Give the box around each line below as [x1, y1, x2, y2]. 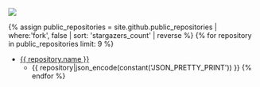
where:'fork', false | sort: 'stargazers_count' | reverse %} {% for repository [8, 31, 252, 40]
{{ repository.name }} [19, 55, 90, 63]
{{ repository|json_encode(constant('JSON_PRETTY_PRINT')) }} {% [31, 63, 252, 72]
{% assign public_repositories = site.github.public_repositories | [8, 22, 217, 32]
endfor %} [31, 71, 66, 81]
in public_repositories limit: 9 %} [8, 40, 114, 48]
